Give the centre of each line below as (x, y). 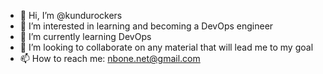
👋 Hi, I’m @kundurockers (71, 15)
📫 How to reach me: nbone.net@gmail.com (110, 58)
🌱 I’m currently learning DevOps (85, 36)
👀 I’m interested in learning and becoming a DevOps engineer (146, 26)
